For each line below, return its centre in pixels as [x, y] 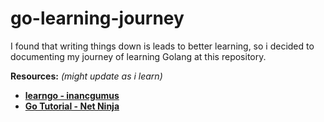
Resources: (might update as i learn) [86, 76]
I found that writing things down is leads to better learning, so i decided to [162, 46]
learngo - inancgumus [72, 95]
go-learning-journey [97, 18]
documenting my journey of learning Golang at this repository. [138, 56]
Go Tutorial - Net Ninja [72, 106]
